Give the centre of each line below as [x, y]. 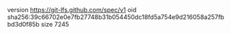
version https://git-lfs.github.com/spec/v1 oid [72, 10]
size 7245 [55, 24]
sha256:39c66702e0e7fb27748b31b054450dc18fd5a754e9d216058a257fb [116, 17]
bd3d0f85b [23, 24]
